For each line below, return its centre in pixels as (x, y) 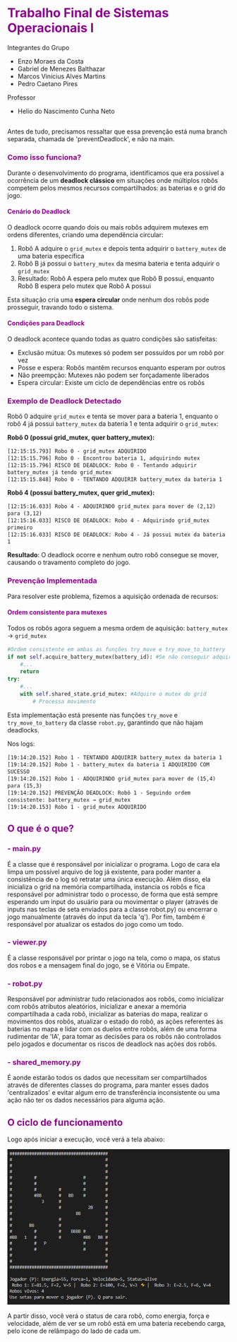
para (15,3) (25, 785)
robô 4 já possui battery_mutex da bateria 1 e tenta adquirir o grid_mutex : (113, 424)
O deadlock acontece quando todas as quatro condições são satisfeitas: (112, 339)
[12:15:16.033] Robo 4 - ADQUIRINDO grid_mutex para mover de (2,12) (112, 506)
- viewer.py (27, 942)
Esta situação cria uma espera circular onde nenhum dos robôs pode (108, 299)
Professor (22, 97)
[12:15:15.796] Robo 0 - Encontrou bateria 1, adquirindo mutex (104, 458)
